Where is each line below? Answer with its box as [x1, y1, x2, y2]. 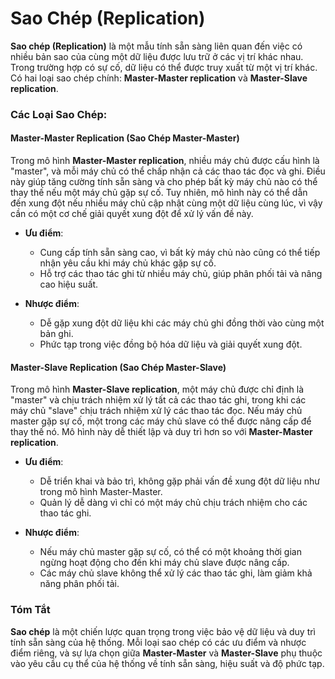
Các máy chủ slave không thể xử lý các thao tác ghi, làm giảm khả [39, 567, 313, 579]
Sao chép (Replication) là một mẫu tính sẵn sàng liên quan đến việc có [10, 40, 303, 52]
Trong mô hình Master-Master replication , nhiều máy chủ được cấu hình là [10, 155, 320, 167]
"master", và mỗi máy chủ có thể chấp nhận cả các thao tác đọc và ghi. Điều [10, 165, 326, 177]
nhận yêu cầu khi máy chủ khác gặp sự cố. [39, 257, 217, 269]
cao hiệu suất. [39, 278, 99, 291]
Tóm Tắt [10, 603, 51, 617]
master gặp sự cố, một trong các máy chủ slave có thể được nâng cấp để [10, 415, 312, 427]
